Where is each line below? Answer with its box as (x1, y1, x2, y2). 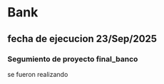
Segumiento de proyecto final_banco (7, 54, 138, 64)
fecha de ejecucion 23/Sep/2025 (7, 33, 158, 45)
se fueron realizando (7, 70, 68, 78)
